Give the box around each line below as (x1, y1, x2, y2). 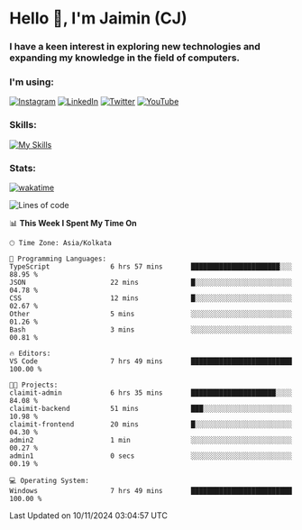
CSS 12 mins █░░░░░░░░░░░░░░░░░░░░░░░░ (9, 294, 293, 303)
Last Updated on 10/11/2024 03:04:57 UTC (9, 510, 169, 521)
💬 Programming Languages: (9, 254, 106, 263)
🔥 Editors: (9, 349, 51, 358)
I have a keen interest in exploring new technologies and (9, 41, 261, 53)
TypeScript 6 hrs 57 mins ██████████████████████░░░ (9, 262, 293, 271)
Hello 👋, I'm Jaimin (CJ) (9, 8, 188, 29)
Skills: (9, 119, 38, 132)
